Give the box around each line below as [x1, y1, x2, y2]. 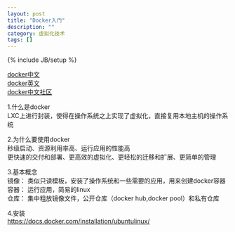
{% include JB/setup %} [7, 56, 77, 64]
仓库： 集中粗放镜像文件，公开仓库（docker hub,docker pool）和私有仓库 [7, 194, 220, 202]
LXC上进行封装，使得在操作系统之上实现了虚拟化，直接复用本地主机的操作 [7, 112, 222, 120]
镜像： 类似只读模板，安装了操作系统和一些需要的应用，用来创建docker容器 [7, 176, 226, 185]
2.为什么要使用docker [7, 135, 70, 144]
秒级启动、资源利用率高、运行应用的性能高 [7, 144, 130, 153]
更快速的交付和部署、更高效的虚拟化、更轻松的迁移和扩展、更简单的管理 [7, 153, 216, 162]
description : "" [7, 23, 55, 30]
